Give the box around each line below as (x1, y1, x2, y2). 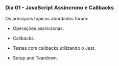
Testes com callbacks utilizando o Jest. (12, 45, 96, 51)
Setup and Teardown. (12, 55, 58, 61)
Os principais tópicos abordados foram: (5, 16, 89, 22)
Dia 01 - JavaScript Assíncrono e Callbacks (5, 4, 114, 11)
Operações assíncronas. (12, 25, 64, 31)
